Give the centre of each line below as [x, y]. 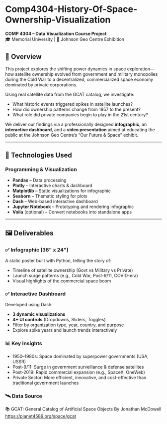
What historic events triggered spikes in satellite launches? [73, 104]
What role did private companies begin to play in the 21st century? [80, 114]
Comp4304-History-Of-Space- [71, 9]
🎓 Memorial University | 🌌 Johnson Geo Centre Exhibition [65, 39]
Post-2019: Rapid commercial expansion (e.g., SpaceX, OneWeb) [79, 372]
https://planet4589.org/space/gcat [41, 416]
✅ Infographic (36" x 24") [37, 249]
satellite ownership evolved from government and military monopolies [86, 74]
